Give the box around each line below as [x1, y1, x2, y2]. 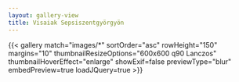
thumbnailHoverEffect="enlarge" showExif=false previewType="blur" [8, 56, 232, 66]
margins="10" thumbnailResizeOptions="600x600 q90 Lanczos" [8, 48, 217, 58]
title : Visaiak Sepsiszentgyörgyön [8, 19, 125, 27]
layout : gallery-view [8, 11, 79, 20]
